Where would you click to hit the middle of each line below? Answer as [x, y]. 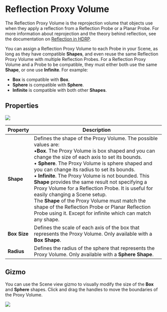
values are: [47, 144]
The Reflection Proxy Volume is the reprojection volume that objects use [79, 23]
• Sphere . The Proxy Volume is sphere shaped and [93, 163]
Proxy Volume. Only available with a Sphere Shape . [94, 254]
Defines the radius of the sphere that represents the [94, 248]
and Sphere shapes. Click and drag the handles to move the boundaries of [82, 289]
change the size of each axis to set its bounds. [88, 157]
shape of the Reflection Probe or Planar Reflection [92, 207]
